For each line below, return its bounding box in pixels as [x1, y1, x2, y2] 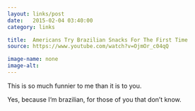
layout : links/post [7, 10, 65, 18]
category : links [7, 23, 55, 30]
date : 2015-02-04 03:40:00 [7, 17, 93, 24]
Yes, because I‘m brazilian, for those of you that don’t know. [7, 95, 182, 103]
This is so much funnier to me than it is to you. [7, 81, 142, 90]
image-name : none [7, 56, 59, 63]
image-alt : [7, 62, 40, 69]
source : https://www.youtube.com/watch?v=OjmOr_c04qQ [7, 43, 170, 50]
